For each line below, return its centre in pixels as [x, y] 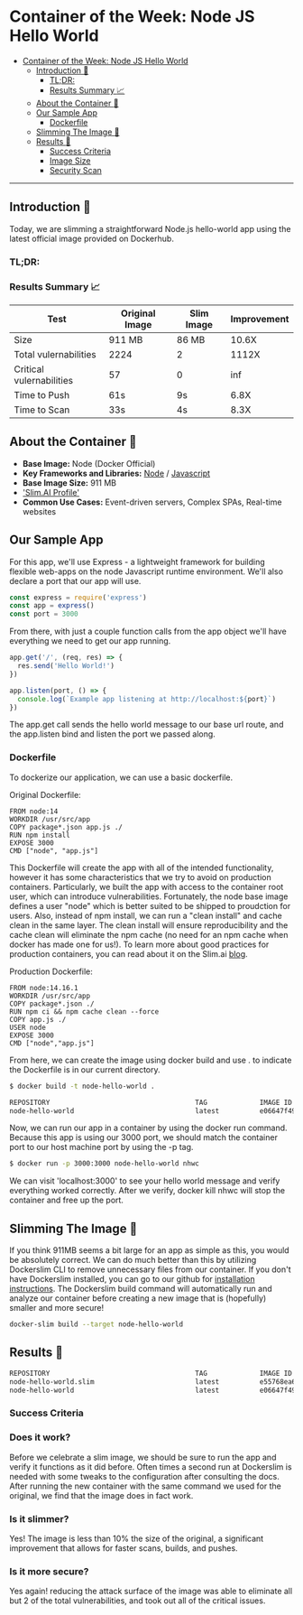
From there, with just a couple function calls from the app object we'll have [148, 631]
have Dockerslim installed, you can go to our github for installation [132, 1279]
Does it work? [40, 1437]
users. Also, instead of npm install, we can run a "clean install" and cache [146, 915]
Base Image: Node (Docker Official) [89, 463]
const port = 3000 [44, 614]
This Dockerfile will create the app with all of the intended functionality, [142, 868]
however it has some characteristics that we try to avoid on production [141, 877]
